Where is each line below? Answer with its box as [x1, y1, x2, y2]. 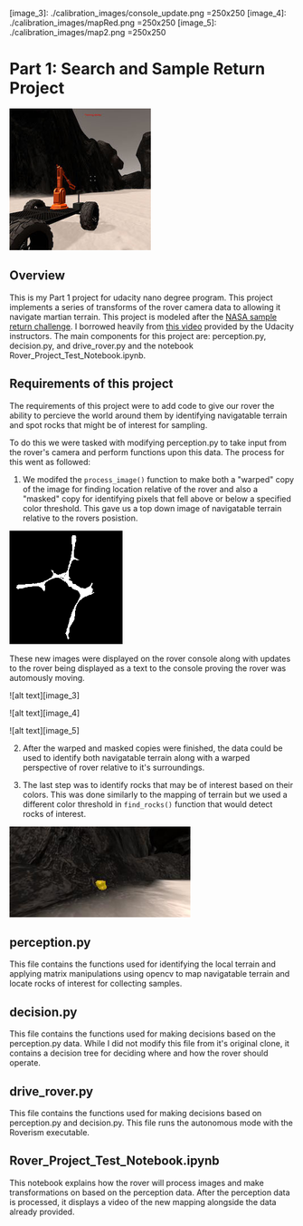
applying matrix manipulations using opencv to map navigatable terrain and [9, 968, 290, 979]
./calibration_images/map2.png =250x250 [9, 27, 166, 37]
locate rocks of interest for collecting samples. [9, 978, 183, 989]
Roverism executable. [9, 1127, 90, 1137]
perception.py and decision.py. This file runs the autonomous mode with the [9, 1117, 294, 1128]
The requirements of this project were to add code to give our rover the [9, 400, 275, 411]
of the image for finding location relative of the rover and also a [22, 483, 258, 494]
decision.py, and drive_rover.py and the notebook [9, 340, 194, 351]
